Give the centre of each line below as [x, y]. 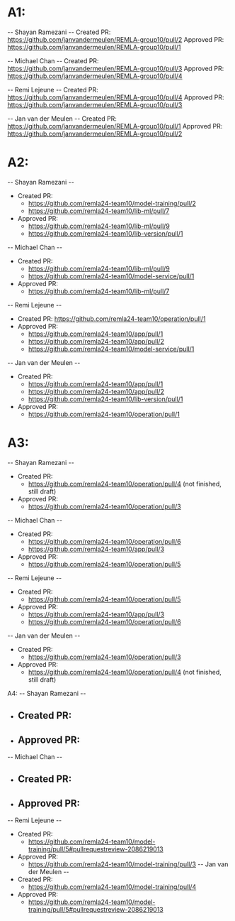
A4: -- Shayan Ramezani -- [47, 693]
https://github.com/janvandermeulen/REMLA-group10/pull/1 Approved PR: [115, 126]
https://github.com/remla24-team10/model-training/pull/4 [112, 887]
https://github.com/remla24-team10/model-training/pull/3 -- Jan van [128, 864]
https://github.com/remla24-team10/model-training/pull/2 [112, 203]
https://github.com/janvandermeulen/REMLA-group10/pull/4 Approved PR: [116, 97]
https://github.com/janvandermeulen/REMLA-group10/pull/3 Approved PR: [116, 68]
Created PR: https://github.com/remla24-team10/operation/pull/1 [111, 318]
